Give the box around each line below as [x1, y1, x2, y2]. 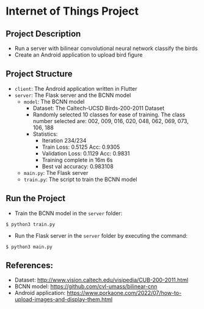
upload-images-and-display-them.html [14, 296, 113, 303]
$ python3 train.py [5, 221, 56, 227]
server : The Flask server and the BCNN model [14, 91, 131, 99]
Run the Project [5, 193, 65, 204]
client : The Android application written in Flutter [14, 85, 137, 92]
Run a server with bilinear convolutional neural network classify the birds [14, 44, 198, 52]
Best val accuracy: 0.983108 [42, 163, 114, 170]
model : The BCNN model [23, 98, 85, 105]
